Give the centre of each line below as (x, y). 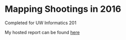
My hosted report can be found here (42, 32)
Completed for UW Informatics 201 (40, 23)
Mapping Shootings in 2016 (63, 9)
